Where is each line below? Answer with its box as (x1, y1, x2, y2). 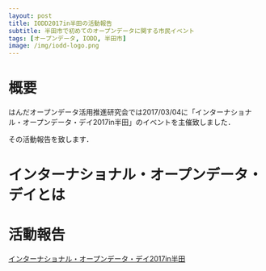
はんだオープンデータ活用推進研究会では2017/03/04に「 (8, 107, 196, 117)
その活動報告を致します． (8, 135, 94, 144)
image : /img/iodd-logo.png (8, 42, 99, 50)
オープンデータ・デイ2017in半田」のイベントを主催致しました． (22, 118, 235, 127)
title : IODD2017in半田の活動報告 (8, 19, 112, 27)
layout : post (8, 11, 53, 20)
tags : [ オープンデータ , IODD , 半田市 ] (8, 34, 127, 43)
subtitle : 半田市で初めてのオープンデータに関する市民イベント (8, 27, 196, 35)
